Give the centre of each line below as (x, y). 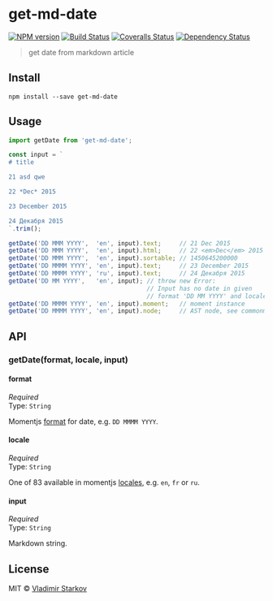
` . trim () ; (25, 228)
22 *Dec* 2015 (32, 192)
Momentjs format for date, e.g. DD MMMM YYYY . (83, 421)
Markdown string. (38, 543)
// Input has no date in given (199, 288)
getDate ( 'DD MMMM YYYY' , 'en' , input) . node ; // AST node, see (123, 311)
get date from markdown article (81, 52)
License (29, 569)
